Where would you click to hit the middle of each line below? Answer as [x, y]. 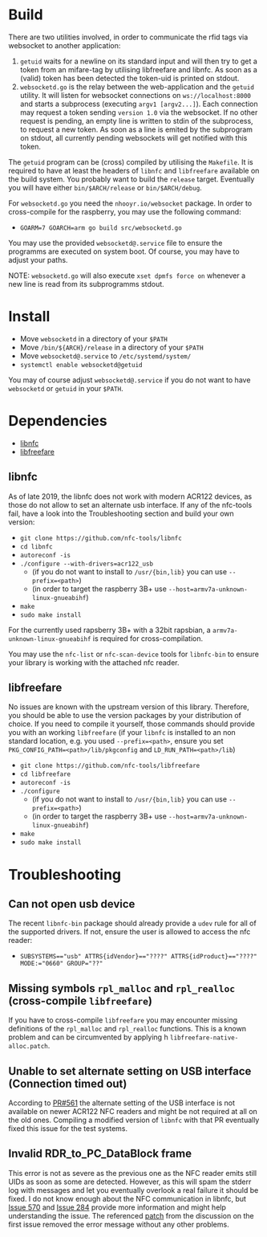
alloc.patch [28, 1047]
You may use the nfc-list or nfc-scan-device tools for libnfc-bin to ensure [133, 654]
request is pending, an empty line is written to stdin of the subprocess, [137, 120]
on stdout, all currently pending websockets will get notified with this [133, 137]
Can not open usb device [72, 904]
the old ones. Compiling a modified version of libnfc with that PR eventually [134, 1120]
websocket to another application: [65, 45]
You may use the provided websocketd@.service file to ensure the [115, 243]
